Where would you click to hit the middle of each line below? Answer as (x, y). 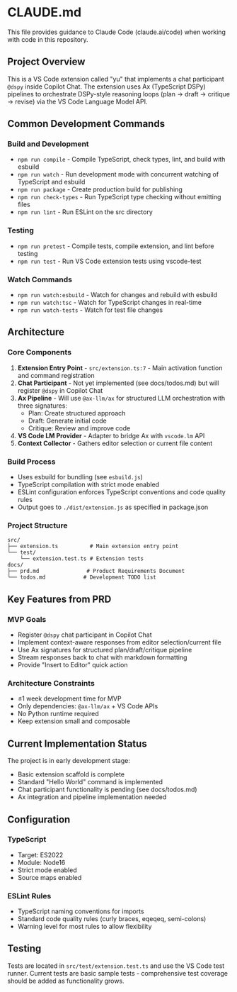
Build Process (31, 462)
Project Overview (46, 62)
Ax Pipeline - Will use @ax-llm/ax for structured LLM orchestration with (121, 398)
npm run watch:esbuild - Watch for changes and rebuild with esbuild (117, 295)
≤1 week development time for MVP (69, 698)
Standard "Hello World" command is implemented (90, 782)
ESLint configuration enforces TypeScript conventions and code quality (122, 492)
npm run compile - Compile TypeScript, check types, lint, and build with (121, 160)
